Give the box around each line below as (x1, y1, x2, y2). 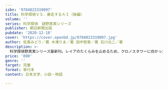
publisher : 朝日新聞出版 (5, 26, 52, 31)
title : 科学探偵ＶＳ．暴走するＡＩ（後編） (5, 12, 84, 17)
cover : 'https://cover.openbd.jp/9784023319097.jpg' (5, 35, 117, 40)
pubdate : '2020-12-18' (5, 30, 52, 35)
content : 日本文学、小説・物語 (5, 72, 63, 77)
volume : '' (5, 16, 28, 21)
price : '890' (5, 53, 32, 59)
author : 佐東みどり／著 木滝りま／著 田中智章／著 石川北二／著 (5, 40, 123, 45)
